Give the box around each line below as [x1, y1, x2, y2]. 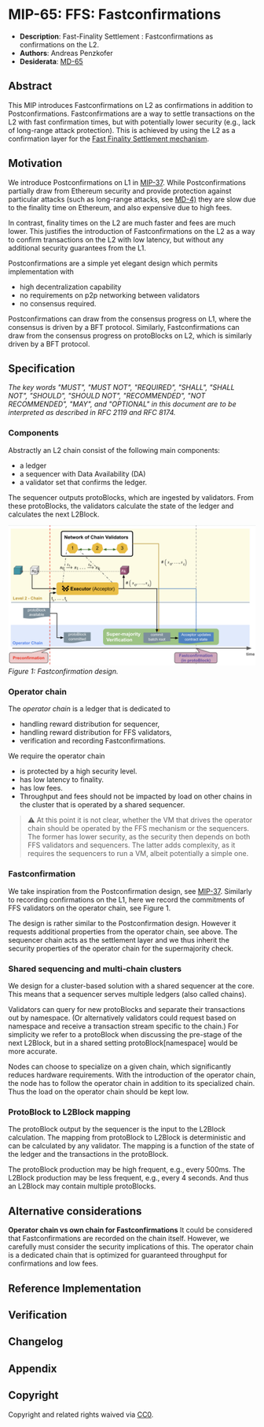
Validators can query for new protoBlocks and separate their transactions [8, 1005, 246, 1014]
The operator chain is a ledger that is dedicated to [8, 704, 170, 713]
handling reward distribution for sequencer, [19, 719, 160, 729]
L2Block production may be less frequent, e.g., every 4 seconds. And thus [8, 1173, 249, 1183]
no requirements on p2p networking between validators [19, 290, 200, 300]
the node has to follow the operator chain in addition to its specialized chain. [8, 1079, 255, 1088]
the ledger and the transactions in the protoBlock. [8, 1150, 169, 1159]
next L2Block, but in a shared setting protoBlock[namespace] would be [8, 1038, 238, 1048]
